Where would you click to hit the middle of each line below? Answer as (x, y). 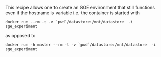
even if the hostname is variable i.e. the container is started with (73, 13)
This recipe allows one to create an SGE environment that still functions (80, 7)
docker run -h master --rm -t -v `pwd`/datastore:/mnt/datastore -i (81, 45)
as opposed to (20, 36)
